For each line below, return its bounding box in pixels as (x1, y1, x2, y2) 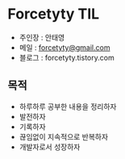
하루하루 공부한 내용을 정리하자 (19, 102, 117, 111)
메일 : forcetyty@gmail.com (19, 42, 110, 52)
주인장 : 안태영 (19, 32, 65, 42)
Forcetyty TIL (7, 5, 100, 23)
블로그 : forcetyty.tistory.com (19, 52, 115, 62)
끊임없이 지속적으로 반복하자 (19, 132, 109, 141)
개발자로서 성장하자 (19, 142, 81, 152)
